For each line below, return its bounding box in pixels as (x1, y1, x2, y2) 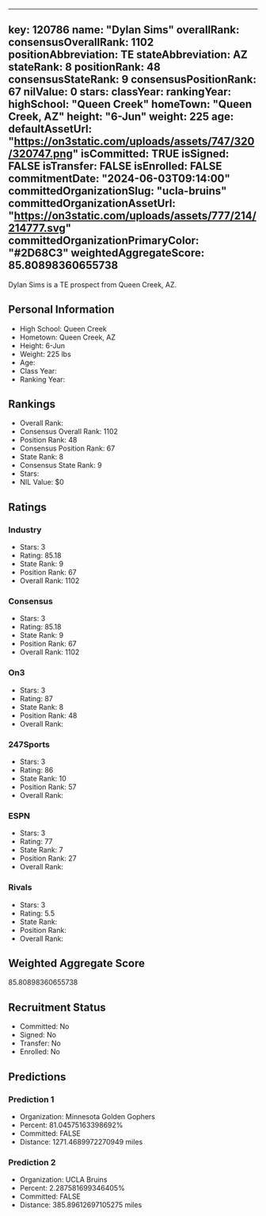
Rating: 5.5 (19, 908, 55, 918)
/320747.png (8, 148, 74, 161)
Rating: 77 (19, 837, 53, 846)
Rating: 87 (19, 693, 53, 703)
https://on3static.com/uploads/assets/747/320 (13, 135, 255, 148)
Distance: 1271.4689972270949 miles (19, 1137, 143, 1146)
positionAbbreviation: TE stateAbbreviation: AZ (8, 48, 248, 62)
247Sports (8, 738, 50, 750)
